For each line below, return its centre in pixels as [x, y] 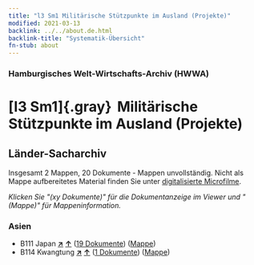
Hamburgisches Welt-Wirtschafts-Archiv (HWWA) [109, 74]
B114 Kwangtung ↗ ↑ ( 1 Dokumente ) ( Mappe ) [95, 252]
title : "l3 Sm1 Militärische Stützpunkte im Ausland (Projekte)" [119, 16]
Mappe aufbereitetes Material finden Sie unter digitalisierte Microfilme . [125, 181]
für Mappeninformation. [82, 206]
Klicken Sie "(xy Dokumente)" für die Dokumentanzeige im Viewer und [125, 197]
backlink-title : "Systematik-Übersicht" [77, 38]
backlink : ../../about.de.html [60, 31]
